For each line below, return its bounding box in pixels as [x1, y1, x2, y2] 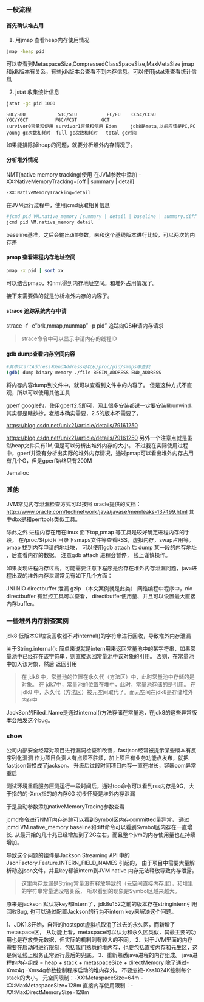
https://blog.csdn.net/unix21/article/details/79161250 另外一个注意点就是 [6, 434, 188, 441]
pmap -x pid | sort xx [6, 267, 64, 273]
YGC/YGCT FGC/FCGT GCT [6, 117, 110, 123]
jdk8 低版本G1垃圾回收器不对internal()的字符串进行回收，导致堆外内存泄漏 [6, 632, 191, 639]
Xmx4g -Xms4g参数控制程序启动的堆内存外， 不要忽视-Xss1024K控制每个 [6, 966, 192, 973]
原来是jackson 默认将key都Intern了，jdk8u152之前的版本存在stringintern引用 [6, 900, 198, 908]
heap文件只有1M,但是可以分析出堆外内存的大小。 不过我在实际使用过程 [11, 441, 189, 449]
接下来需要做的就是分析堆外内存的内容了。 [6, 292, 113, 300]
